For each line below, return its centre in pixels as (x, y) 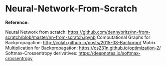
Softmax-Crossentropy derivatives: (41, 53)
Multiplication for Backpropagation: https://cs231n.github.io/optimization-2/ (83, 48)
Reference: (17, 22)
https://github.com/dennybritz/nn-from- (109, 32)
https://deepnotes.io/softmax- (110, 53)
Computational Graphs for (124, 37)
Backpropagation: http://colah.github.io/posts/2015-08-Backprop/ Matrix (80, 42)
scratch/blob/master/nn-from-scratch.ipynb (51, 37)
